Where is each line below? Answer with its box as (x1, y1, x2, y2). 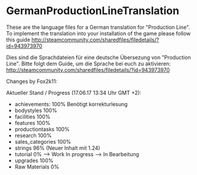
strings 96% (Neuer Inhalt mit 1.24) (14, 144, 101, 151)
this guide (6, 36, 31, 43)
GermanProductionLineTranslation (6, 4, 179, 18)
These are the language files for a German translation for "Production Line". (6, 24, 190, 31)
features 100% (14, 119, 51, 126)
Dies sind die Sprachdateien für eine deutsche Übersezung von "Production (6, 54, 191, 61)
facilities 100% (14, 113, 51, 120)
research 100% (14, 131, 52, 139)
